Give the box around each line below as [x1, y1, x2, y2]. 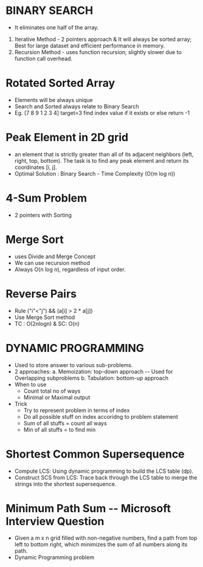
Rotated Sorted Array [5, 77, 115, 90]
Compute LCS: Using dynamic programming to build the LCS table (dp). [14, 467, 194, 475]
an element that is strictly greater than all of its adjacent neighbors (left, [14, 150, 194, 158]
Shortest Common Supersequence [5, 447, 185, 461]
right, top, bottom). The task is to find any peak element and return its [14, 157, 189, 164]
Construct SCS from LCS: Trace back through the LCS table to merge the [14, 473, 198, 481]
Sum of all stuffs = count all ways [23, 419, 107, 427]
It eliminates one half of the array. [14, 24, 99, 31]
